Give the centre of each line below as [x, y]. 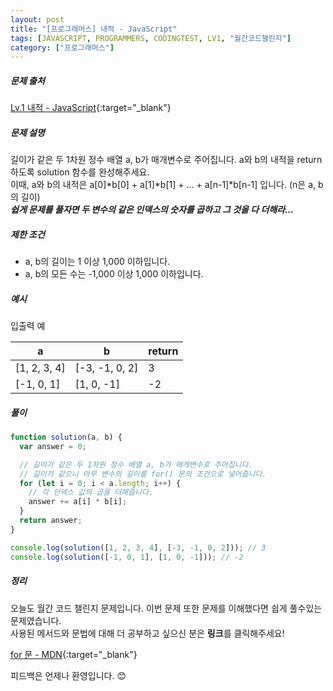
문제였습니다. [36, 620]
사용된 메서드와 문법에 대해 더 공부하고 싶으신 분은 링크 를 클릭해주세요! [147, 633]
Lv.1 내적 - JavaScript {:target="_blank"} [91, 108]
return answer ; [51, 521]
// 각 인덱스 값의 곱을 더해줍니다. [91, 492]
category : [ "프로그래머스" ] [62, 47]
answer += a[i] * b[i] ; [78, 502]
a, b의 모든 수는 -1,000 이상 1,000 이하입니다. [114, 274]
